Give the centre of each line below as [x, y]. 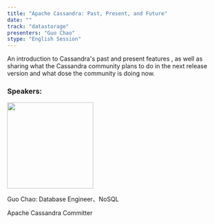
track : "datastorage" [38, 26]
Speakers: [25, 92]
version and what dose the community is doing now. [81, 74]
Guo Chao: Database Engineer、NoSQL [63, 199]
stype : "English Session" [44, 39]
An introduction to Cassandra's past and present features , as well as [105, 59]
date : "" [20, 20]
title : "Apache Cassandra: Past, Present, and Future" [87, 13]
